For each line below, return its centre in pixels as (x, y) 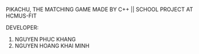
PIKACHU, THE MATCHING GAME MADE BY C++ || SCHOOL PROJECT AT (99, 9)
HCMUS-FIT (21, 16)
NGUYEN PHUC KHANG (45, 39)
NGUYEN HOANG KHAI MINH (52, 46)
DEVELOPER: (22, 28)
